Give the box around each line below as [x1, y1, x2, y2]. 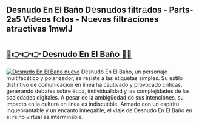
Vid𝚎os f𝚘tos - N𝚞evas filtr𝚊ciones [22, 15, 159, 25]
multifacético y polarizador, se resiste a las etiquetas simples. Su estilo [6, 75, 183, 81]
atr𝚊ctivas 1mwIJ [6, 24, 73, 34]
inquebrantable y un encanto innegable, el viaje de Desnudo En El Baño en [6, 107, 192, 114]
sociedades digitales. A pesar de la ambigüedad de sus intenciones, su [6, 94, 184, 101]
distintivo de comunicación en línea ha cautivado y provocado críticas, [6, 81, 183, 88]
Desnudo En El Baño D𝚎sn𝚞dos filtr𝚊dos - [6, 5, 168, 15]
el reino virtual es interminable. [6, 113, 84, 120]
